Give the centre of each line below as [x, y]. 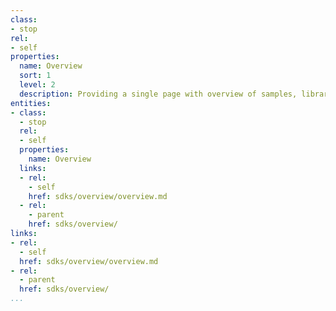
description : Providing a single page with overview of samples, [158, 94]
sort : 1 [35, 76]
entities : [31, 103]
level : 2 [37, 85]
